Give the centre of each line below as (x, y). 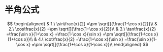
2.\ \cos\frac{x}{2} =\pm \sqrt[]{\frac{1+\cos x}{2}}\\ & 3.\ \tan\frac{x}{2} (82, 29)
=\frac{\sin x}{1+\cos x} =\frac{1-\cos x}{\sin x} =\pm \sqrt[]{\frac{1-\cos (80, 34)
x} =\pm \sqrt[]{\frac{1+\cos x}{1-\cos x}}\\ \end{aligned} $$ (87, 44)
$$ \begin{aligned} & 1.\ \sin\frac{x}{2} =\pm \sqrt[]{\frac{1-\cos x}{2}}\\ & (82, 24)
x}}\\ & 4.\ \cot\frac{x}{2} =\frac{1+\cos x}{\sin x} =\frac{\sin (85, 39)
